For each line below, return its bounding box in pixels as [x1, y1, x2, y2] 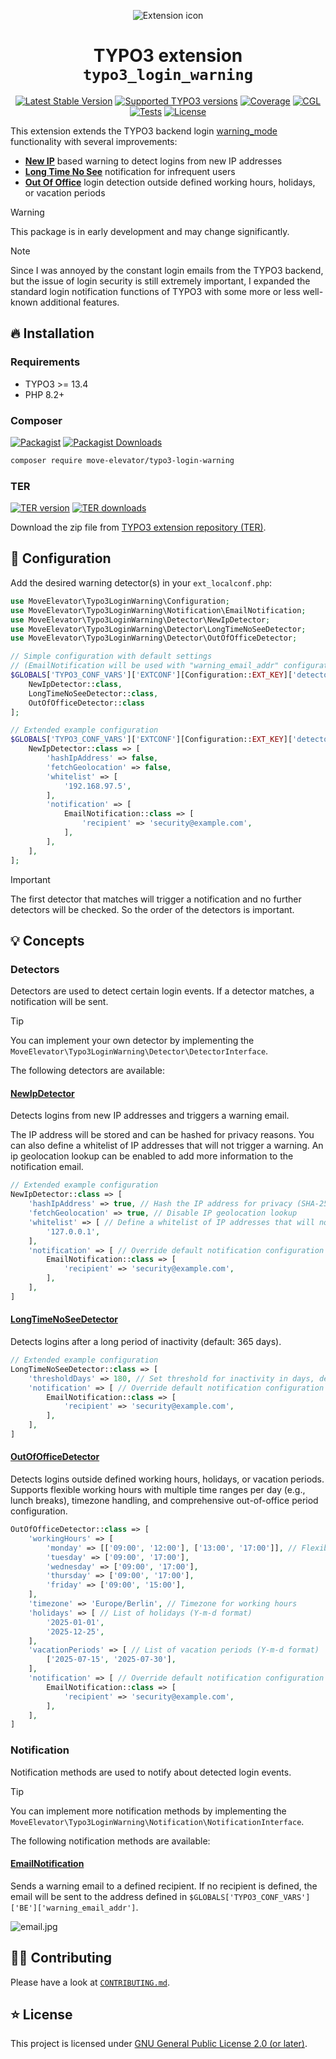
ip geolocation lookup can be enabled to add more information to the [10, 1150, 294, 1162]
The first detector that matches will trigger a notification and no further [10, 893, 302, 905]
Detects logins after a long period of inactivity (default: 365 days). [10, 1336, 282, 1347]
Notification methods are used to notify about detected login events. [10, 1766, 292, 1778]
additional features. [39, 296, 120, 308]
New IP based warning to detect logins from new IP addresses [24, 155, 283, 167]
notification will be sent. [10, 996, 109, 1008]
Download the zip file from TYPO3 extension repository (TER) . [10, 521, 267, 534]
